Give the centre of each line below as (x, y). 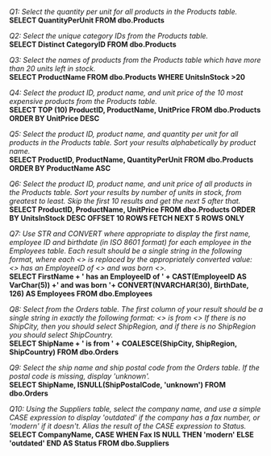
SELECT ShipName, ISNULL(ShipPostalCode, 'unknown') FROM (118, 385)
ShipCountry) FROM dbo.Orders (64, 352)
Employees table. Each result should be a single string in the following (126, 251)
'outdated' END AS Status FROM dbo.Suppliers (90, 443)
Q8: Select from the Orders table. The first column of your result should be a (136, 309)
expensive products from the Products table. (83, 101)
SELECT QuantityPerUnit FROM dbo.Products (87, 20)
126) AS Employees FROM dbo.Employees (81, 294)
